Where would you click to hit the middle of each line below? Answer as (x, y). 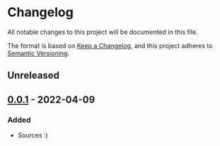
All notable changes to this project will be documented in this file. (103, 32)
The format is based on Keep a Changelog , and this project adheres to (110, 45)
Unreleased (34, 75)
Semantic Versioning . (38, 53)
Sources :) (33, 135)
